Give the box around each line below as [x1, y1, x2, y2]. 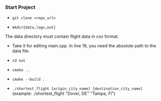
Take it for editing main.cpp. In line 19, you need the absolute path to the [12, 43, 157, 49]
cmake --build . [12, 77, 45, 82]
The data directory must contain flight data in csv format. [5, 33, 119, 40]
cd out [12, 58, 26, 63]
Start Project [5, 4, 35, 11]
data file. [12, 48, 30, 54]
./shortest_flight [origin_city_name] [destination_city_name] [12, 87, 143, 91]
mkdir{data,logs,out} [12, 25, 56, 30]
